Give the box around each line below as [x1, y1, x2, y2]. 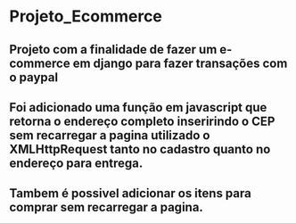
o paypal [9, 70, 59, 85]
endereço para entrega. [9, 155, 144, 170]
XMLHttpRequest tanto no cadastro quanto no [9, 141, 271, 157]
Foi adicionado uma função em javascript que [9, 100, 267, 115]
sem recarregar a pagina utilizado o [9, 128, 210, 143]
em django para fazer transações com [72, 55, 288, 70]
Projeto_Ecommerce [9, 6, 163, 27]
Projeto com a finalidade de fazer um [9, 42, 218, 57]
